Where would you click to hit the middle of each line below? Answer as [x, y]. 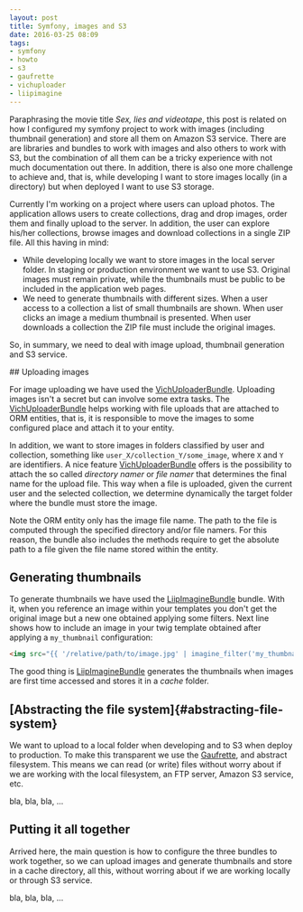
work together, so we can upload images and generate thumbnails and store [151, 860]
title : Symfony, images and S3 [68, 26]
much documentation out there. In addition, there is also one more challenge [151, 167]
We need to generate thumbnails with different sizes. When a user [145, 298]
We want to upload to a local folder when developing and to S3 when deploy [151, 745]
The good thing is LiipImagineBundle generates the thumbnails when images [151, 672]
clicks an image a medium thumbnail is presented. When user [137, 317]
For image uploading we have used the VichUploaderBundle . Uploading [142, 389]
